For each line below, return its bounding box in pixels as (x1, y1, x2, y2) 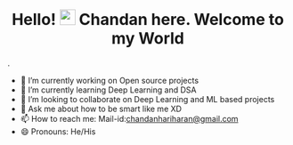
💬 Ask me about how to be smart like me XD (20, 103, 183, 114)
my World (110, 28, 185, 49)
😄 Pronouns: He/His (20, 125, 96, 137)
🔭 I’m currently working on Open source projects (20, 75, 199, 85)
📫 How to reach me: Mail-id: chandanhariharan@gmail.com (20, 113, 239, 124)
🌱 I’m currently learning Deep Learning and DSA (20, 85, 197, 95)
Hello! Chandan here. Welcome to (11, 10, 285, 30)
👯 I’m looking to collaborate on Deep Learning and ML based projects (20, 93, 275, 104)
